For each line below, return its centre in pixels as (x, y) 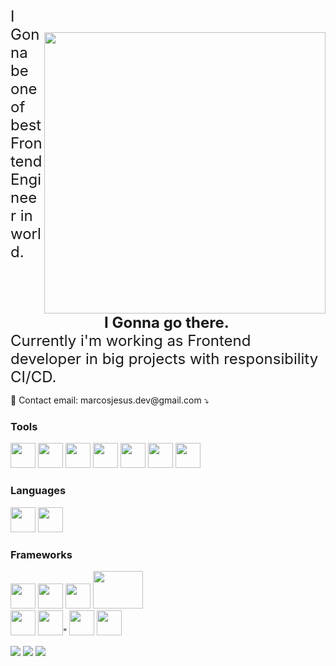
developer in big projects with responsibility (164, 358)
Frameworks (41, 554)
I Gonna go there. (167, 322)
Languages (38, 491)
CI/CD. (33, 376)
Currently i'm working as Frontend (131, 340)
